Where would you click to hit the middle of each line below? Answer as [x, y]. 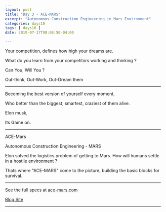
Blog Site [14, 199]
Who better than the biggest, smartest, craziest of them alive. [67, 103]
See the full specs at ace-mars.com [41, 190]
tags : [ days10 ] [23, 28]
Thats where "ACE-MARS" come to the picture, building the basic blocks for [82, 170]
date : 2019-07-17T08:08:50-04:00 [40, 33]
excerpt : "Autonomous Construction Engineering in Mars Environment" [78, 19]
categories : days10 [25, 23]
